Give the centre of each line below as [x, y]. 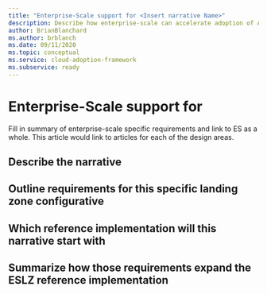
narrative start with [57, 240]
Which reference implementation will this [112, 228]
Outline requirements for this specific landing [123, 189]
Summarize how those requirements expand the [130, 268]
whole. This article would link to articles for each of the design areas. [121, 137]
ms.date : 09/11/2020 [43, 45]
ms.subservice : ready [44, 68]
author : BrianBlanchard [48, 30]
